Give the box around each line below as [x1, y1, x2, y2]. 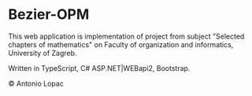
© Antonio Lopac [8, 79, 65, 88]
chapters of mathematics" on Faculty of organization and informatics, [8, 39, 234, 49]
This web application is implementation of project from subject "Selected [8, 31, 245, 41]
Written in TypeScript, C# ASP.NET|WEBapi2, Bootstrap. [8, 63, 191, 72]
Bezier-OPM [8, 6, 90, 24]
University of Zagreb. [8, 48, 77, 57]
